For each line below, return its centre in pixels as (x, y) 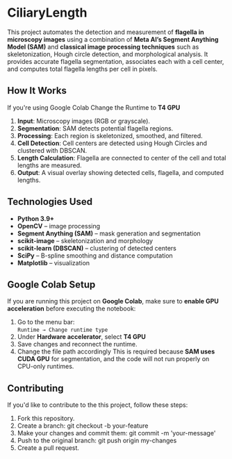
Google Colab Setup (51, 284)
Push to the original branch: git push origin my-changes (97, 441)
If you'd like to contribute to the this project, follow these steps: (98, 405)
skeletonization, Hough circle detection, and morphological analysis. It (108, 54)
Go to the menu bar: (46, 322)
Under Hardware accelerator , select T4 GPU (81, 337)
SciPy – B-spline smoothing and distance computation (95, 256)
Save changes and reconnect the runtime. (77, 344)
